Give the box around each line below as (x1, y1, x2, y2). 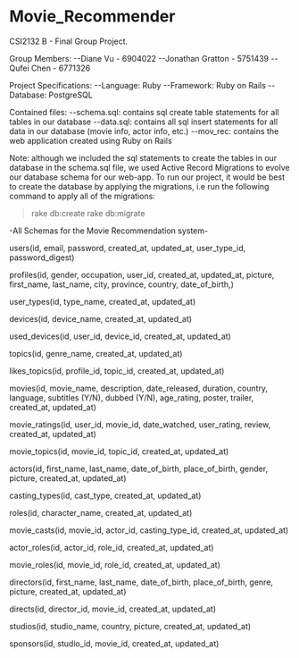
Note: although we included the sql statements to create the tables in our (9, 152, 278, 163)
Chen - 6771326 (30, 63, 91, 73)
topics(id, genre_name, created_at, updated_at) (9, 348, 183, 359)
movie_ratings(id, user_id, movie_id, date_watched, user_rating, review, (9, 418, 271, 430)
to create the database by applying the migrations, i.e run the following (9, 181, 270, 191)
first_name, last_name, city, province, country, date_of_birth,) (9, 279, 235, 290)
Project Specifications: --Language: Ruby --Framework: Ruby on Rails (9, 80, 266, 90)
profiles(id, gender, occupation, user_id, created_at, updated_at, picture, (9, 269, 275, 280)
